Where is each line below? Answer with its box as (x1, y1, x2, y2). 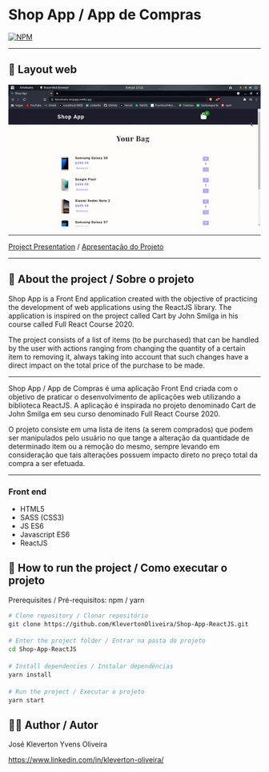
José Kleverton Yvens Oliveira (8, 739, 108, 750)
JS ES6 (19, 521, 44, 530)
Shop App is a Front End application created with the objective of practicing (8, 294, 258, 304)
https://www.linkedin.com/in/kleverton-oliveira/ (8, 755, 164, 765)
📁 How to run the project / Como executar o (8, 561, 228, 575)
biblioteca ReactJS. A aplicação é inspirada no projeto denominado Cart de (8, 400, 256, 410)
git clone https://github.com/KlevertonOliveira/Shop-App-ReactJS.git (8, 620, 249, 628)
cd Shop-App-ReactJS (8, 645, 78, 653)
